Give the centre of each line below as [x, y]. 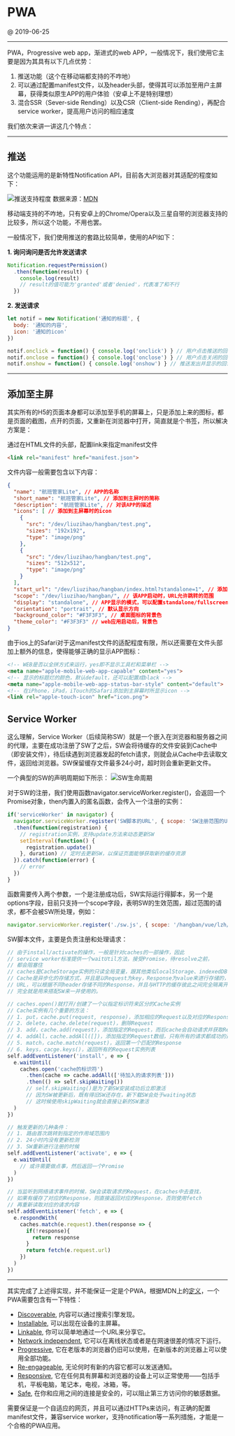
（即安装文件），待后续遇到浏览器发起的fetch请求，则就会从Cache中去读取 [114, 754]
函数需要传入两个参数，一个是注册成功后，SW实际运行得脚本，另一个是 [110, 894]
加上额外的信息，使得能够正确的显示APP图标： [74, 652]
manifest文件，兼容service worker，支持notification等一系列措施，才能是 [113, 1416]
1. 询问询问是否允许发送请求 [47, 252]
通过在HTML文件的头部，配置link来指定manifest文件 [83, 444]
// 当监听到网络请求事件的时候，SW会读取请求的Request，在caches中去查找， [106, 1192]
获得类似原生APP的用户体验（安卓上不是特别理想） [103, 93]
